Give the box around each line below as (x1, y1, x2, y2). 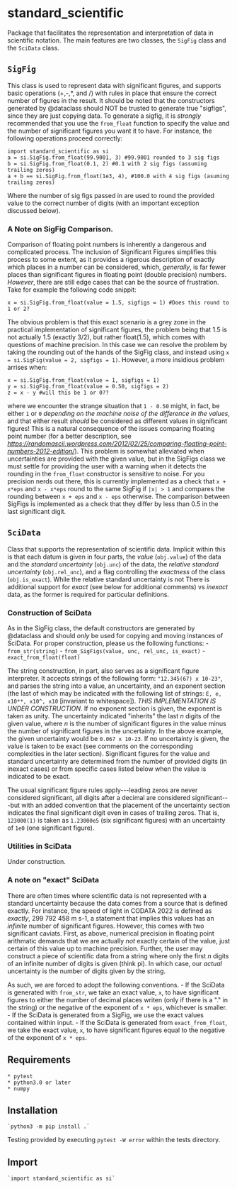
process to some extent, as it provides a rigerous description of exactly (7, 256, 215, 264)
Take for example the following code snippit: (7, 285, 137, 294)
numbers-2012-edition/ (7, 447, 75, 456)
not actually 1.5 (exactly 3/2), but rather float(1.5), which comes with (7, 333, 206, 341)
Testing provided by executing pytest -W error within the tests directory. (7, 1136, 221, 1144)
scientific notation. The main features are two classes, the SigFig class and (7, 35, 226, 44)
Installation (7, 1104, 58, 1116)
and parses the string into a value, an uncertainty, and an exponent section (7, 681, 226, 690)
